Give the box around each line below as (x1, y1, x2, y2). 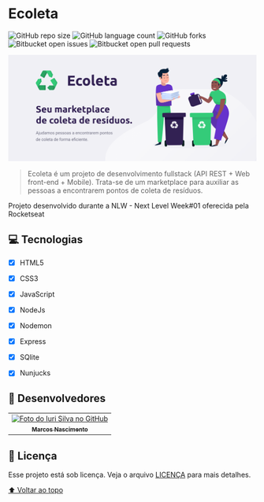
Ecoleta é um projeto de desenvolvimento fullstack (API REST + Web (27, 169, 251, 178)
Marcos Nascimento (31, 426, 88, 434)
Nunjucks (19, 368, 51, 378)
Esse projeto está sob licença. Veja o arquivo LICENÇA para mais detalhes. (8, 470, 251, 479)
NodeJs (19, 305, 46, 315)
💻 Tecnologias (8, 233, 84, 246)
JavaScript (19, 289, 55, 299)
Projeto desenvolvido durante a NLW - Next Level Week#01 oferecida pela (8, 201, 250, 210)
